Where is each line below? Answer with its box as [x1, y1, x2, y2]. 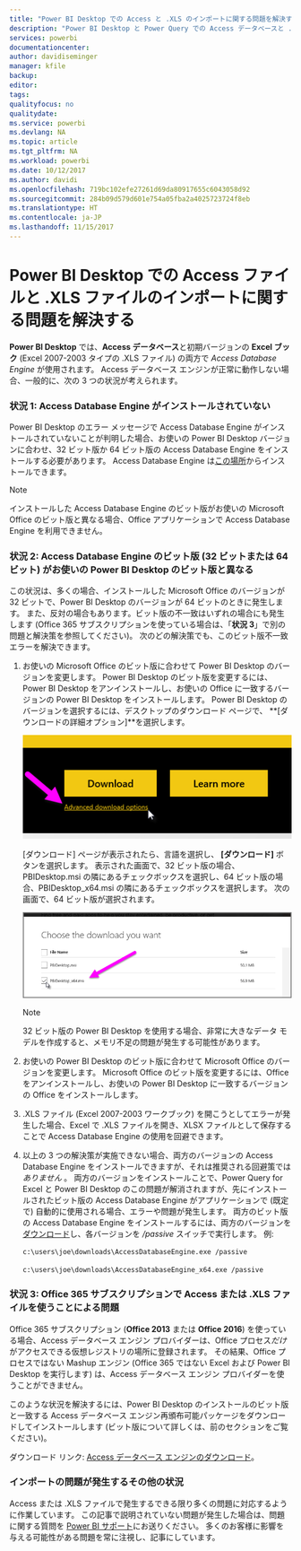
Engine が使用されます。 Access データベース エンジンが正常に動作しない [9, 363, 282, 374]
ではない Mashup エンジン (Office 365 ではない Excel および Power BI [32, 1357, 291, 1368]
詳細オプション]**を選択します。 [69, 717, 190, 728]
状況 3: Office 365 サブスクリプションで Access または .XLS [9, 1288, 271, 1301]
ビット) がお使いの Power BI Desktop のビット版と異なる [9, 563, 254, 576]
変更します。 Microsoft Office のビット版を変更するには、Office [53, 1067, 289, 1078]
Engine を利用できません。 [9, 526, 107, 536]
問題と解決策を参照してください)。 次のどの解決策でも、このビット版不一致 [9, 631, 288, 641]
